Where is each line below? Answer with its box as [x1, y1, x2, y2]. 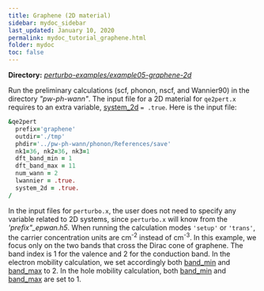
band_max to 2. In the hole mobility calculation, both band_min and [8, 266, 227, 276]
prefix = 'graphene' [15, 124, 77, 133]
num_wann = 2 [15, 170, 58, 178]
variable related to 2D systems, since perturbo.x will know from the [8, 214, 228, 224]
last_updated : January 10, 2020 [8, 26, 115, 34]
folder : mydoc [8, 41, 55, 49]
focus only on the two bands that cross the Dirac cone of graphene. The [8, 241, 243, 251]
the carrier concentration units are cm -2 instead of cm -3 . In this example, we [8, 231, 257, 242]
